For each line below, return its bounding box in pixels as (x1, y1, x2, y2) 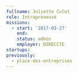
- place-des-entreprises (11, 58, 73, 64)
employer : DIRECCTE (17, 42, 65, 48)
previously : (6, 52, 35, 58)
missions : (6, 19, 31, 25)
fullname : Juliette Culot (6, 8, 70, 15)
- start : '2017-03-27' (11, 25, 67, 31)
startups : (6, 47, 31, 53)
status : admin (17, 36, 51, 42)
